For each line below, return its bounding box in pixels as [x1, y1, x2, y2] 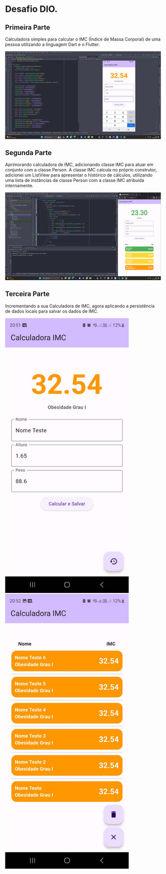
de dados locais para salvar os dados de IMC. [5, 308, 98, 314]
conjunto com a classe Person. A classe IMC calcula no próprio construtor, [5, 167, 157, 173]
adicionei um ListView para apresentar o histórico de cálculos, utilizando [5, 172, 153, 178]
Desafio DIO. [5, 3, 58, 15]
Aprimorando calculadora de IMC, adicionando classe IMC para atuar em [5, 162, 154, 167]
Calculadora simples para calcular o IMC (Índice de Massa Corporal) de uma [5, 36, 161, 42]
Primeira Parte [5, 23, 50, 32]
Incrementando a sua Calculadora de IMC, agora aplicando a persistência [5, 303, 155, 309]
